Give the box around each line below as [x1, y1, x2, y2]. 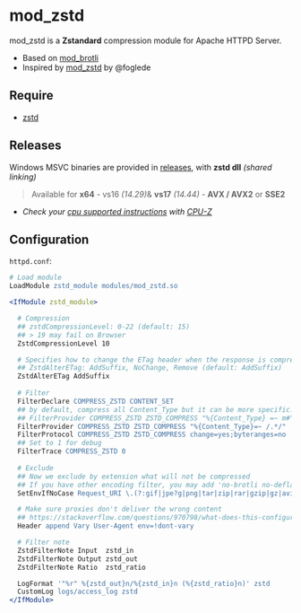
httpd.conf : [9, 256, 52, 267]
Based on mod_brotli [21, 52, 99, 63]
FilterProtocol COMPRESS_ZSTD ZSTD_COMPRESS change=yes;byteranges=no [17, 430, 287, 440]
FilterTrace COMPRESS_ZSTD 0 [17, 447, 126, 456]
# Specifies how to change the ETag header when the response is [17, 355, 267, 364]
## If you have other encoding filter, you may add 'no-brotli [17, 480, 258, 489]
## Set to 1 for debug [17, 439, 102, 448]
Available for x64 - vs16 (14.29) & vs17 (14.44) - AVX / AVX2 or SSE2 [30, 188, 286, 199]
